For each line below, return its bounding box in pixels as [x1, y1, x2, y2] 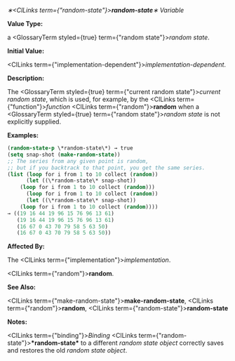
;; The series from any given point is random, [7, 157, 149, 164]
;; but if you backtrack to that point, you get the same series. [7, 164, 206, 171]
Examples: [7, 131, 39, 139]
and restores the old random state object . [7, 346, 128, 355]
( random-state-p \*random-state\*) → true [7, 145, 133, 152]
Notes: [7, 317, 28, 326]
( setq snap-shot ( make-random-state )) [7, 151, 121, 158]
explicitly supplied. [7, 117, 62, 126]
